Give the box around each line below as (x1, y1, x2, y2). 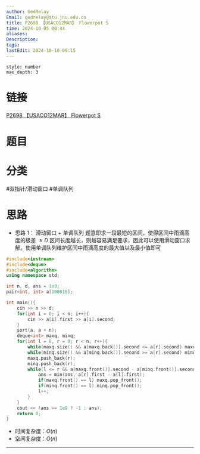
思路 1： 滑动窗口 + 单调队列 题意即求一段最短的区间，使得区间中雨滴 (14, 229, 185, 236)
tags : (6, 42, 20, 48)
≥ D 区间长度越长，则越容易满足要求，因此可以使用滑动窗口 (39, 236, 186, 243)
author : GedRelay (6, 8, 49, 15)
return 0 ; (17, 410, 42, 416)
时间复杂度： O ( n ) (14, 428, 58, 435)
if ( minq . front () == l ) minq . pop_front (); (37, 383, 143, 389)
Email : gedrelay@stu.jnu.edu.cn (6, 14, 86, 20)
